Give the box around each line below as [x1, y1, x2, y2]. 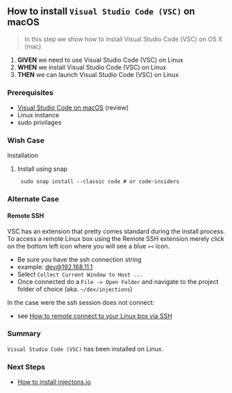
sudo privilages [17, 118, 62, 127]
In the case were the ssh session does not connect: [7, 298, 155, 306]
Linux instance [17, 111, 60, 119]
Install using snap [17, 165, 68, 173]
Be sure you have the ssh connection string [17, 255, 142, 263]
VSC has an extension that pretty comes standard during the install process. [7, 227, 226, 235]
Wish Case [7, 135, 45, 145]
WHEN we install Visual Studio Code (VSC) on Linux [17, 62, 167, 72]
